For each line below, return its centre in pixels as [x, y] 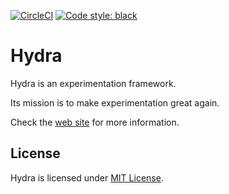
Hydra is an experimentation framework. [93, 83]
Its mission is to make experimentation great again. [115, 102]
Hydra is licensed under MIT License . [87, 177]
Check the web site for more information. [95, 122]
